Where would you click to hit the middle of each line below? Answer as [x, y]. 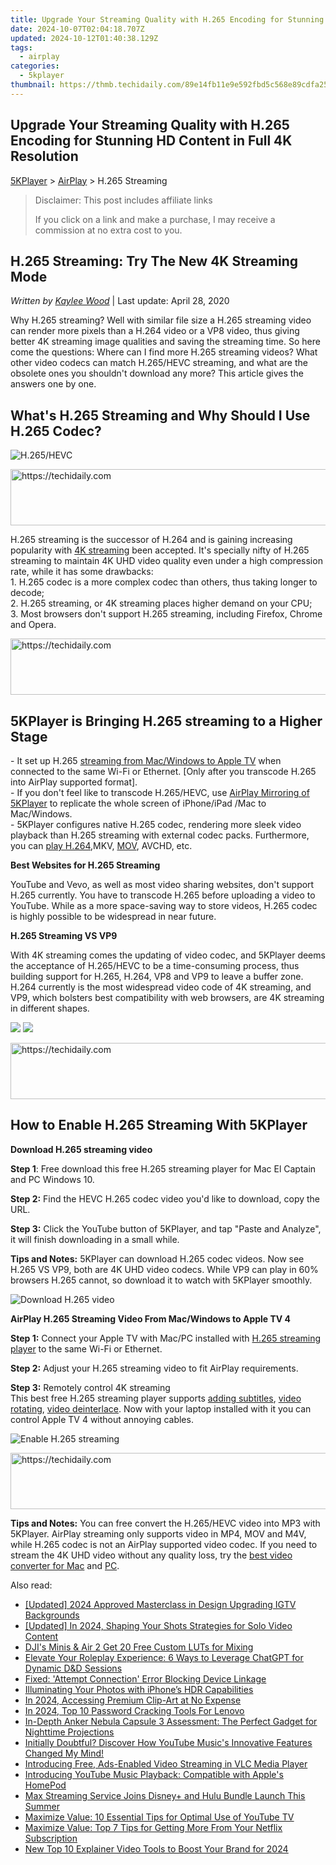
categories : [35, 66]
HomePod [45, 1785]
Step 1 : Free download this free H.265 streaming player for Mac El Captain [163, 1168]
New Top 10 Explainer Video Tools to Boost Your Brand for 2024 [156, 1848]
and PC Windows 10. [52, 1179]
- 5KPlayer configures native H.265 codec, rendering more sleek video [156, 824]
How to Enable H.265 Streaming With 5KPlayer [159, 1125]
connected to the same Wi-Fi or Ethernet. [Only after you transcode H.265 [163, 771]
